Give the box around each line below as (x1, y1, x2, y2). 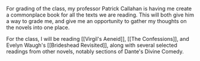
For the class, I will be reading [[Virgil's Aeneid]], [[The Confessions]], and (6, 36, 190, 42)
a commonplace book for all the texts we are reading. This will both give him (6, 11, 195, 18)
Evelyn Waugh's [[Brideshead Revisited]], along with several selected (6, 41, 178, 49)
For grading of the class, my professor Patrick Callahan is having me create (6, 5, 192, 12)
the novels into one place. (6, 24, 70, 31)
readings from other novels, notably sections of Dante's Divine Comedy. (6, 48, 184, 55)
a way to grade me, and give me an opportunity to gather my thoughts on (6, 18, 187, 24)
